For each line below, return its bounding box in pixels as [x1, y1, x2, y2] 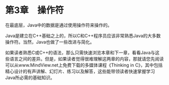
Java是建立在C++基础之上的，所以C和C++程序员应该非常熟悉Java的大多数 [5, 32, 161, 38]
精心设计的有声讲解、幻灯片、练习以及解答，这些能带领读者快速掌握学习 [5, 68, 155, 74]
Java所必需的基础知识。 [5, 74, 55, 80]
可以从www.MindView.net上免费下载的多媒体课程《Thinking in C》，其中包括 [5, 62, 163, 68]
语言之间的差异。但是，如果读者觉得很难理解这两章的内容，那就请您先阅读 [9, 55, 164, 61]
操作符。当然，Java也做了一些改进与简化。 [5, 38, 95, 45]
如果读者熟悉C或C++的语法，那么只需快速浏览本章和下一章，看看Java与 [5, 49, 155, 55]
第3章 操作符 [5, 4, 64, 16]
